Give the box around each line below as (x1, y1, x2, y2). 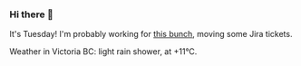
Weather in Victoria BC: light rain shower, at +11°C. (9, 46, 198, 57)
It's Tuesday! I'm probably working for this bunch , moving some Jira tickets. (9, 29, 293, 40)
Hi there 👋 (9, 8, 54, 21)
